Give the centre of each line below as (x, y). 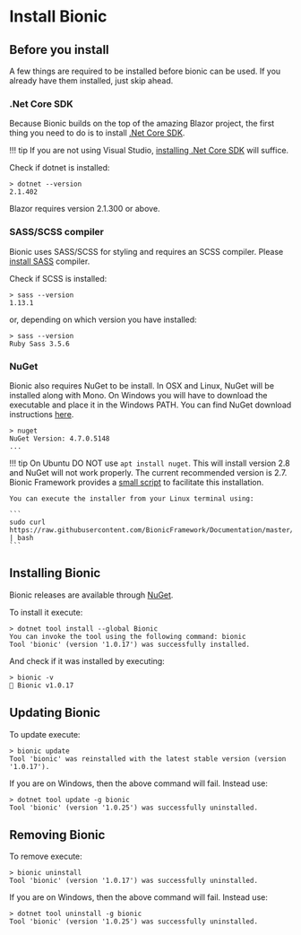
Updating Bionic (55, 713)
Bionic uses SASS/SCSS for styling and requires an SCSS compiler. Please (146, 251)
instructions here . (42, 414)
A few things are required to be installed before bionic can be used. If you (145, 71)
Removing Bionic (57, 835)
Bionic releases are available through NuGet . (91, 595)
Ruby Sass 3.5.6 (39, 344)
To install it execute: (46, 612)
